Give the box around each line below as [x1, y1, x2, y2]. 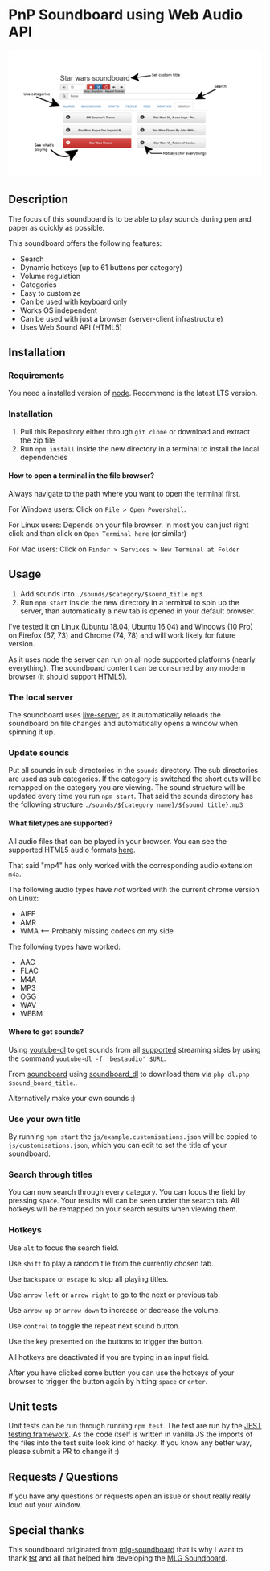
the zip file [19, 435, 55, 445]
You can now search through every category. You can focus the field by [8, 1187, 247, 1197]
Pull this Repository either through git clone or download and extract [19, 426, 251, 436]
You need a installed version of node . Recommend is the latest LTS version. [8, 389, 258, 398]
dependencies [19, 452, 68, 462]
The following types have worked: [8, 941, 121, 951]
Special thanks [8, 1523, 84, 1537]
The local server [8, 692, 74, 703]
